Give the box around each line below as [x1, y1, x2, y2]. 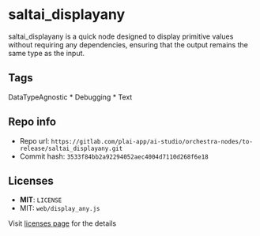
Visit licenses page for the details [8, 219, 117, 228]
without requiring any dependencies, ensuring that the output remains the [8, 39, 249, 49]
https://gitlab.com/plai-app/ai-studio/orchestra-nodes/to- [51, 137, 253, 145]
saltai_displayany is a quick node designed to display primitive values [8, 32, 234, 41]
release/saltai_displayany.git [19, 144, 123, 152]
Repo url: [19, 136, 50, 145]
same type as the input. [8, 48, 85, 58]
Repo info [8, 115, 57, 129]
